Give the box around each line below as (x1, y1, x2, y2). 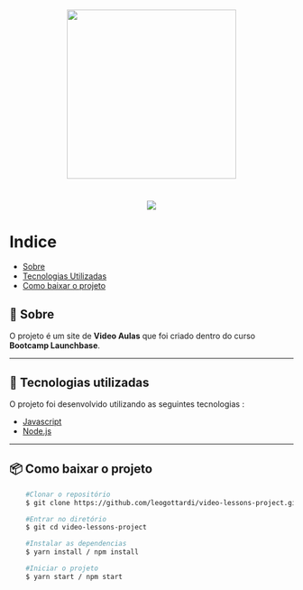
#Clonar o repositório (25, 490, 111, 499)
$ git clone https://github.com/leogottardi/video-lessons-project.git (25, 498, 300, 507)
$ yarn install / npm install (25, 548, 140, 557)
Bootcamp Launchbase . (9, 340, 101, 351)
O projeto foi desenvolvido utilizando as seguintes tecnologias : (9, 398, 245, 410)
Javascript (22, 416, 62, 427)
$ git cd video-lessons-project (25, 523, 147, 532)
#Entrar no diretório (25, 514, 106, 523)
